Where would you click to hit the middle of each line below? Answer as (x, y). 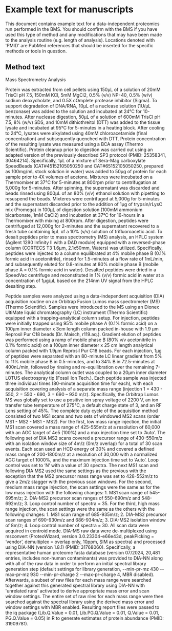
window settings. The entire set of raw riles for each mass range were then (84, 596)
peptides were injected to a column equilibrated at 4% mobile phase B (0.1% (86, 253)
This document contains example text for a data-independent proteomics (82, 24)
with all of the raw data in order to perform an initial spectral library (76, 563)
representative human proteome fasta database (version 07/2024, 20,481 (83, 552)
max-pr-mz (17, 574)
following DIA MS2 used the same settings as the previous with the (76, 471)
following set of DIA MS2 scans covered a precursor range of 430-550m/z (84, 438)
